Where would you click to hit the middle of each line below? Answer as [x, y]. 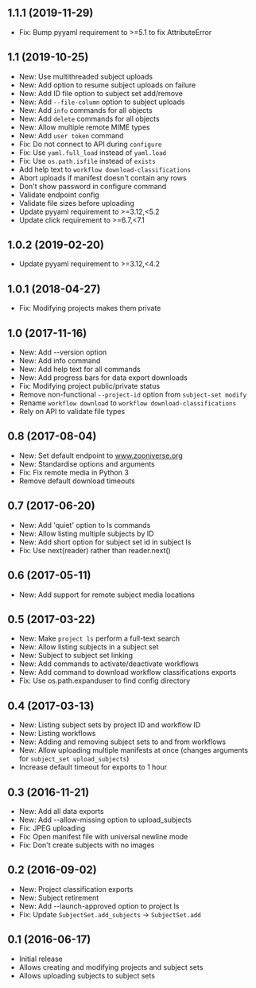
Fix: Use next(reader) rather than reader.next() [95, 550]
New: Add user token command [71, 135]
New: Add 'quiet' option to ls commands [85, 525]
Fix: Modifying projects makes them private [90, 308]
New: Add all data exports [61, 811]
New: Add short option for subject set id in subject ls [105, 542]
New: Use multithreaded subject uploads [85, 76]
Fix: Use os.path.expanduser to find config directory [105, 681]
